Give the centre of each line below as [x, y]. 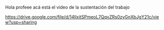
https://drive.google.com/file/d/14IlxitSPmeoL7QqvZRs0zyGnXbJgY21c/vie [82, 17]
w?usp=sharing [21, 22]
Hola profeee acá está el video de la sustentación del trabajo [68, 7]
